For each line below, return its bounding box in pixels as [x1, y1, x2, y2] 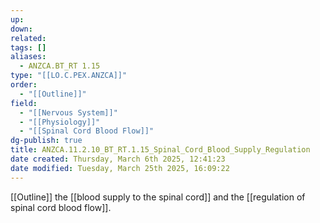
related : [10, 33, 47, 43]
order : [10, 80, 38, 90]
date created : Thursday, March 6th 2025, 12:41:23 [10, 154, 226, 164]
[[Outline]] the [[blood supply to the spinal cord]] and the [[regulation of [10, 191, 306, 203]
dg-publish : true [10, 136, 83, 146]
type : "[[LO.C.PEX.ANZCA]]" [10, 71, 128, 81]
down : [10, 24, 33, 34]
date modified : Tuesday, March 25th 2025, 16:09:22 [10, 163, 230, 173]
